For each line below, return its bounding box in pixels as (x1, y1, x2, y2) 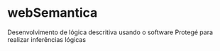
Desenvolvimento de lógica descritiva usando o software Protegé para (7, 28, 214, 36)
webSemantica (7, 5, 98, 21)
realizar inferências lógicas (7, 35, 87, 43)
